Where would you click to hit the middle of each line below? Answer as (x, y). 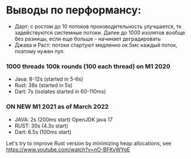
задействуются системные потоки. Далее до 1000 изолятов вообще (100, 32)
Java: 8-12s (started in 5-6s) (49, 79)
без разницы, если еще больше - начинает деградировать (88, 39)
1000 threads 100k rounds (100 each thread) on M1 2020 (88, 66)
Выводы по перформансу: (74, 10)
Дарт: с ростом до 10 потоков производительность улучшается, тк (98, 26)
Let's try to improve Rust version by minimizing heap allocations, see (89, 143)
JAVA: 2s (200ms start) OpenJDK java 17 (63, 119)
